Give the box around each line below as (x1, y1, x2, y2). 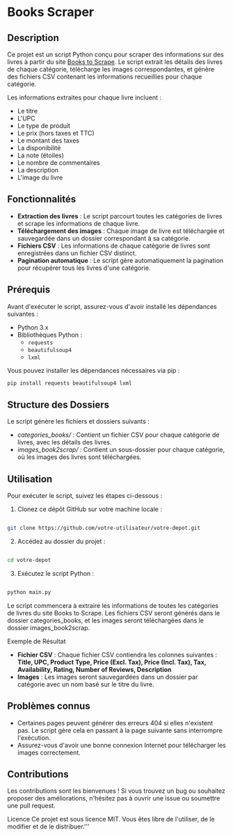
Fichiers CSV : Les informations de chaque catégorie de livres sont (17, 241, 211, 250)
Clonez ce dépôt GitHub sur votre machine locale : (17, 505, 162, 513)
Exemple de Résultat (7, 637, 66, 645)
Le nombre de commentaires (17, 159, 100, 167)
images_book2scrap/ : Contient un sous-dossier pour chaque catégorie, (17, 446, 225, 454)
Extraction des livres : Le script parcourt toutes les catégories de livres (17, 211, 223, 220)
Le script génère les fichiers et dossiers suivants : (7, 417, 150, 426)
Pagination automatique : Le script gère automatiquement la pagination (17, 256, 224, 264)
